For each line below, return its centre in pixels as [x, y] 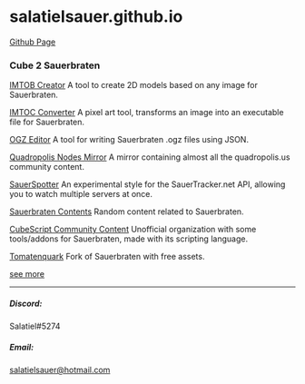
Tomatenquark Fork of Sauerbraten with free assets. [107, 257]
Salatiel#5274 [35, 326]
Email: [22, 347]
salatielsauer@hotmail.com [60, 370]
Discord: [26, 303]
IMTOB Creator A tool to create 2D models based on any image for [134, 85]
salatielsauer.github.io [96, 17]
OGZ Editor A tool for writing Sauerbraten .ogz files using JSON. [129, 140]
